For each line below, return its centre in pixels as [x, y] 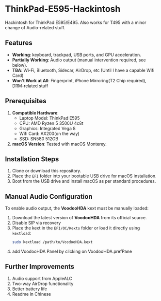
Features [19, 43]
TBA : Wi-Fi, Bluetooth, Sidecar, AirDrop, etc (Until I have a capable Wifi [83, 70]
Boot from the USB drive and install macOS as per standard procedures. [84, 181]
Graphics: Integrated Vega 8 [48, 128]
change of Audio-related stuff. [35, 27]
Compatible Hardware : [35, 113]
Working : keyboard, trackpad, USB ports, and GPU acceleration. [77, 55]
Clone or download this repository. [47, 171]
